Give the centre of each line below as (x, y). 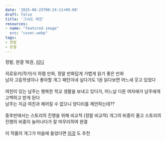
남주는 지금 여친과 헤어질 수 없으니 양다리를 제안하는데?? (60, 103)
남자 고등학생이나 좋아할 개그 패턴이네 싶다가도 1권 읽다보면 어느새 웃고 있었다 (81, 79)
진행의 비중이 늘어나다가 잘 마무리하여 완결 (47, 121)
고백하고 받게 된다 (22, 97)
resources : (16, 24)
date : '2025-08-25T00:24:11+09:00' (42, 10)
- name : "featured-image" (32, 28)
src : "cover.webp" (29, 33)
